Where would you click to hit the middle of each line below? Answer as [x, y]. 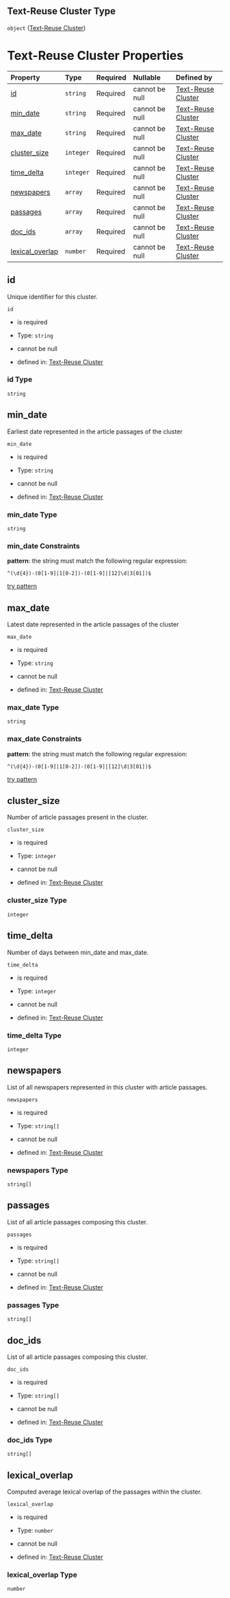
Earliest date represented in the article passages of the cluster [95, 431]
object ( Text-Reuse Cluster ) [47, 27]
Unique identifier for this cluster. [52, 296]
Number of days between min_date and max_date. [78, 952]
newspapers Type [38, 1170]
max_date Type [33, 707]
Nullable [147, 77]
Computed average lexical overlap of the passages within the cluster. [104, 1492]
